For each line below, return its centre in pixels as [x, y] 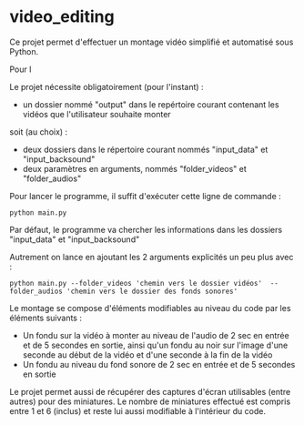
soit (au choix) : [39, 132]
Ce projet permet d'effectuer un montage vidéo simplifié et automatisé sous [152, 42]
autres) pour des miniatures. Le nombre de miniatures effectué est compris [150, 401]
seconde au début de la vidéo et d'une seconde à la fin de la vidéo [147, 354]
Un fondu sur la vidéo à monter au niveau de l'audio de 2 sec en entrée [156, 335]
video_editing [62, 17]
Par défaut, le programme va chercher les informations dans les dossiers [146, 229]
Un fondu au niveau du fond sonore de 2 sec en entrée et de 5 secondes [159, 364]
